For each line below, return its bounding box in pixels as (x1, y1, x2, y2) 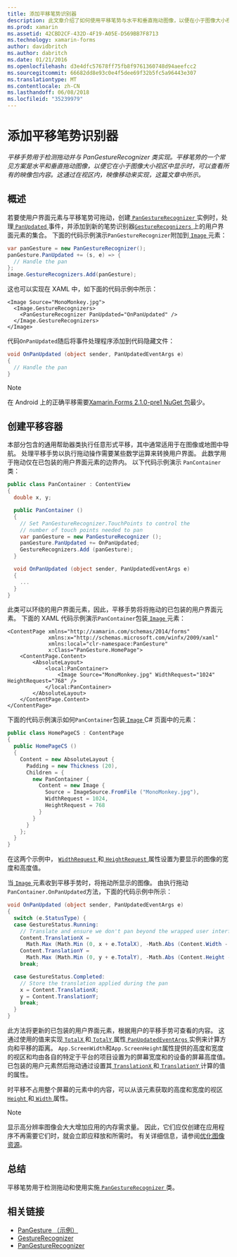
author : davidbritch (7, 43, 68, 50)
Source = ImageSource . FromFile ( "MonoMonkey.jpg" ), (44, 789, 200, 796)
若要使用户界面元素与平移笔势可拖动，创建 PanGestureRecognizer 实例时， (7, 213, 222, 221)
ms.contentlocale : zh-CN (7, 83, 80, 90)
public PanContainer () (13, 507, 83, 514)
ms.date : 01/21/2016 (7, 56, 68, 63)
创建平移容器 (7, 420, 63, 432)
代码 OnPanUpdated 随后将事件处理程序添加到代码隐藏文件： (7, 336, 174, 346)
